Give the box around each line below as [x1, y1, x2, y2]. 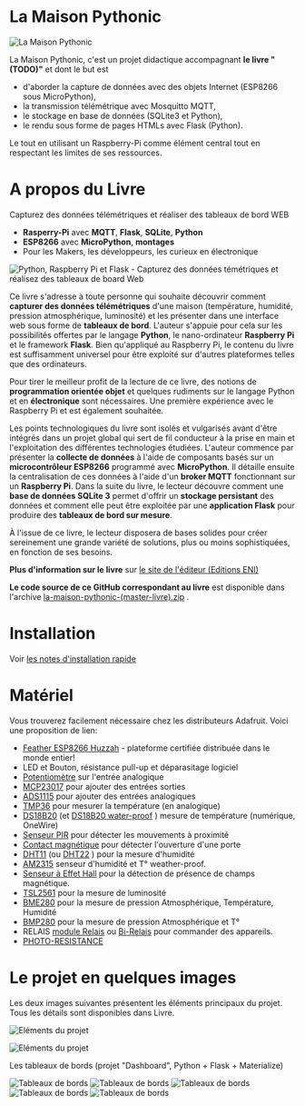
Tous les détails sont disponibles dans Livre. [9, 1007, 175, 1018]
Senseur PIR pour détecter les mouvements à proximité [22, 829, 230, 840]
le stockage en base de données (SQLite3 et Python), [22, 110, 223, 121]
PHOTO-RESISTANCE [22, 935, 103, 946]
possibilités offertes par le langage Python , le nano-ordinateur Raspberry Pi [9, 329, 295, 340]
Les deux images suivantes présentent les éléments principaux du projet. [9, 997, 283, 1008]
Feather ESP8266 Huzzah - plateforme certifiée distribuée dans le [22, 742, 271, 753]
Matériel [9, 685, 74, 705]
